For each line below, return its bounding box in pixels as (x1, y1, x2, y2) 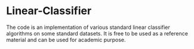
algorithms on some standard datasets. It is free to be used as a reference (6, 30, 188, 37)
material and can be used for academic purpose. (6, 36, 127, 43)
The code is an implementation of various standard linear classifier (6, 24, 170, 31)
